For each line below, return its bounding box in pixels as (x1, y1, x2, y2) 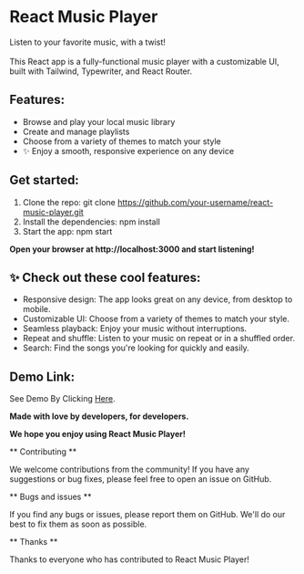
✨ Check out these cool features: (9, 269, 201, 285)
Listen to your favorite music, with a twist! (9, 37, 167, 47)
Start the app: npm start (22, 225, 113, 236)
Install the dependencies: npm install (22, 216, 161, 227)
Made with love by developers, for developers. (9, 411, 189, 422)
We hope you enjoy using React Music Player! (9, 429, 187, 440)
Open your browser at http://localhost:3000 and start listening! (9, 244, 255, 255)
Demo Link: (9, 369, 76, 384)
